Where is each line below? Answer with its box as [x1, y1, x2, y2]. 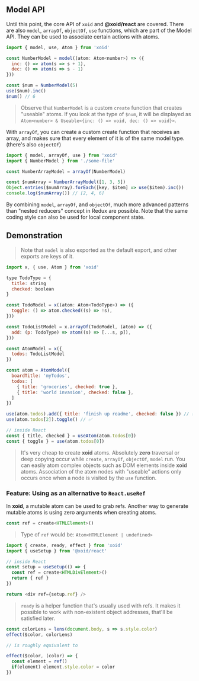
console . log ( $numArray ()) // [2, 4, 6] [6, 190, 105, 196]
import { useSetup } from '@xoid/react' [6, 548, 108, 554]
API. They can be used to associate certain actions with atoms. [6, 33, 160, 40]
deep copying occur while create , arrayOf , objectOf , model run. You [20, 455, 185, 462]
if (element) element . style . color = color [11, 664, 115, 670]
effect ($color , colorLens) [6, 631, 73, 638]
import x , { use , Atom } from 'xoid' [6, 264, 99, 270]
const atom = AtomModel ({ [6, 367, 70, 373]
